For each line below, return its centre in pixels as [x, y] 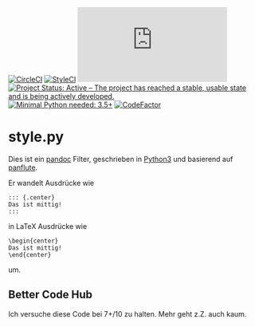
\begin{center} [33, 241]
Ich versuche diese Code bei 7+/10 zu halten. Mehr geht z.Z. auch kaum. [127, 313]
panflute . [23, 167]
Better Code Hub [51, 295]
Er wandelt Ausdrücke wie [51, 183]
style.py [36, 137]
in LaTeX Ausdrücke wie [48, 226]
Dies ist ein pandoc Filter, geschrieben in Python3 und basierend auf [121, 159]
